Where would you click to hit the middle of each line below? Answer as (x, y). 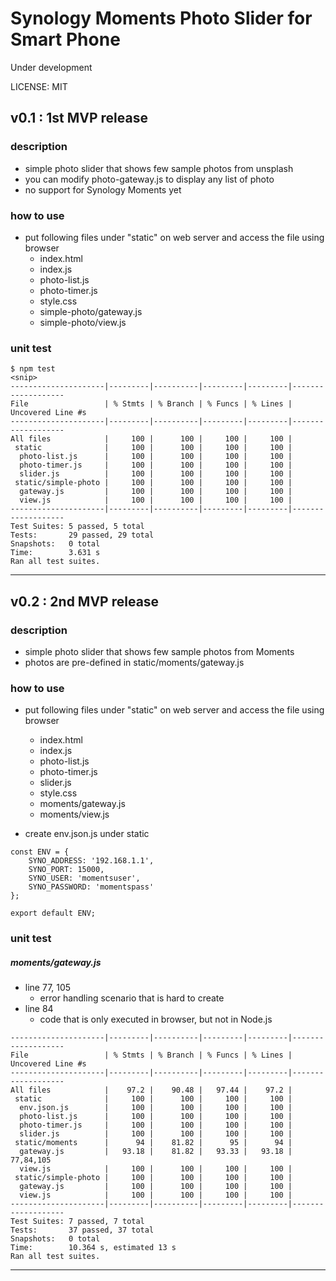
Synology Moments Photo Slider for (161, 18)
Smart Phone (65, 39)
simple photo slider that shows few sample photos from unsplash (159, 168)
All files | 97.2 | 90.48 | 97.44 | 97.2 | (151, 1090)
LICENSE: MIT (39, 86)
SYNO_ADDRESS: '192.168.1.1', (91, 861)
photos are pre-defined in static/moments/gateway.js (134, 662)
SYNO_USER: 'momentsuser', (84, 878)
